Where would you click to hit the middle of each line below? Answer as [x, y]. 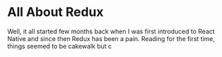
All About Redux [55, 12]
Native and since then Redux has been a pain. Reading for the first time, [111, 38]
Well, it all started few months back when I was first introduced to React [111, 31]
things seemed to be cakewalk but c [60, 46]
